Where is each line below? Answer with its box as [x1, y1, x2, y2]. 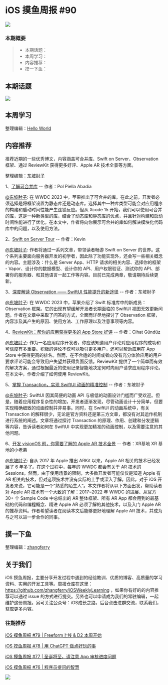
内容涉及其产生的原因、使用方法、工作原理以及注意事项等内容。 [5, 318, 136, 324]
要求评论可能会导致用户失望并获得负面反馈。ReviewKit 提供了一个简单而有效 [5, 358, 162, 364]
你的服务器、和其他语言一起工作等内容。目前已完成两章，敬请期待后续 [9, 271, 154, 278]
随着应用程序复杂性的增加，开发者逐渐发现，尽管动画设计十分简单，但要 [13, 398, 163, 404]
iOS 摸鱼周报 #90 [5, 5, 76, 16]
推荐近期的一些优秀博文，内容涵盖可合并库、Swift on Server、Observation [5, 156, 158, 162]
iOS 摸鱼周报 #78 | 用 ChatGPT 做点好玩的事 [5, 643, 96, 649]
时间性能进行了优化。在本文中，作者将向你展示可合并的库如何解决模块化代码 [5, 219, 163, 225]
